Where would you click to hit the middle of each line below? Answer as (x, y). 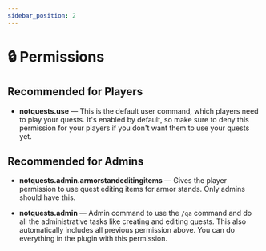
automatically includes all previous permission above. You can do (127, 230)
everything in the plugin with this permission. (93, 239)
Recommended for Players (75, 92)
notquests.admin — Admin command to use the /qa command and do (135, 213)
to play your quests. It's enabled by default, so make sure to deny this (134, 119)
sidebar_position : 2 (42, 16)
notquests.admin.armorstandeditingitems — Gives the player (123, 181)
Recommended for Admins (76, 162)
